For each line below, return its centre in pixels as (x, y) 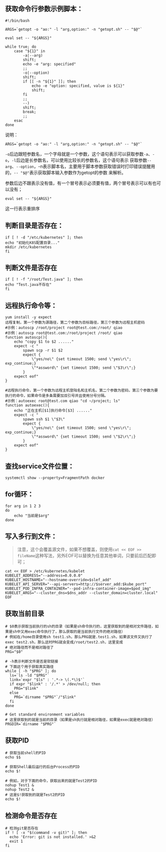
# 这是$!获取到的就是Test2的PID (35, 795)
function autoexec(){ (27, 405)
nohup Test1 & (20, 786)
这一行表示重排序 (22, 208)
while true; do (21, 47)
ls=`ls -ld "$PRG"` (30, 675)
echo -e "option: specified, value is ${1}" (78, 86)
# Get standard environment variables (45, 714)
